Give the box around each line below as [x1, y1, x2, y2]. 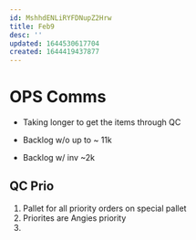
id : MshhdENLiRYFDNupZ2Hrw [9, 13, 112, 23]
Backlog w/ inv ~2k [22, 152, 96, 163]
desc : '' [9, 30, 43, 39]
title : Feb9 [9, 22, 55, 31]
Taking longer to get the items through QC [22, 117, 181, 128]
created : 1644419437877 [9, 47, 100, 57]
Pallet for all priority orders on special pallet [22, 203, 187, 214]
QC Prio [9, 179, 55, 194]
